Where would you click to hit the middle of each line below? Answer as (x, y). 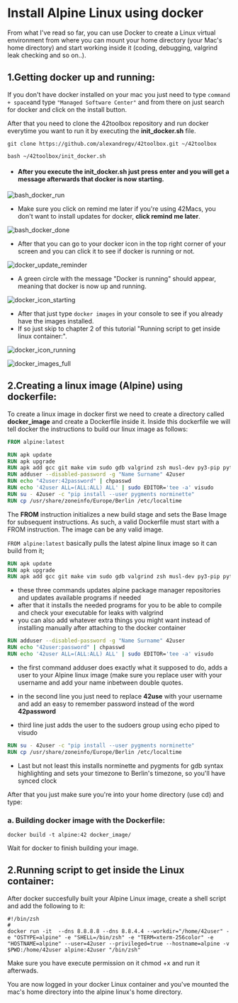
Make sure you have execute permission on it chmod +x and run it (104, 963)
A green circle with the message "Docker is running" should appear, (117, 278)
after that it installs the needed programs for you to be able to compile (119, 605)
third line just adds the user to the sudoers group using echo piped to (119, 725)
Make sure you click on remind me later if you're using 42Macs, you (117, 208)
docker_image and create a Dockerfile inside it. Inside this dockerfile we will (119, 421)
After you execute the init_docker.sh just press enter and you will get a (123, 172)
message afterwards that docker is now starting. (91, 179)
